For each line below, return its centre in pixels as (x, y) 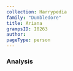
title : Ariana (25, 23)
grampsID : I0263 (27, 29)
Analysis (20, 61)
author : (16, 35)
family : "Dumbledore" (34, 18)
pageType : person (29, 40)
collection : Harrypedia (37, 12)
